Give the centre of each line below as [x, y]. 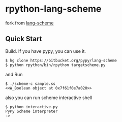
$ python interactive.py [32, 107]
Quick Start [24, 39]
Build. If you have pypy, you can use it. [46, 51]
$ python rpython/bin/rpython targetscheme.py [55, 65]
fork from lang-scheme [29, 23]
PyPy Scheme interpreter [32, 111]
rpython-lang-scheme [53, 9]
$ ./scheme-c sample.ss [30, 84]
